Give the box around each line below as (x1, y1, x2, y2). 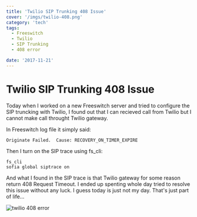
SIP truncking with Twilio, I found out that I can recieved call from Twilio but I (6, 108, 192, 115)
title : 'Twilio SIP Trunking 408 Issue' (6, 8, 107, 15)
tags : (6, 25, 19, 31)
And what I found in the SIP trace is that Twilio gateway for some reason (6, 174, 181, 181)
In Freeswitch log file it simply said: (6, 126, 91, 133)
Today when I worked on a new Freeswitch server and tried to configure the (6, 102, 190, 109)
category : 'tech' (6, 19, 49, 25)
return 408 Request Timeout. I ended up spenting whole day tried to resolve (6, 180, 191, 188)
